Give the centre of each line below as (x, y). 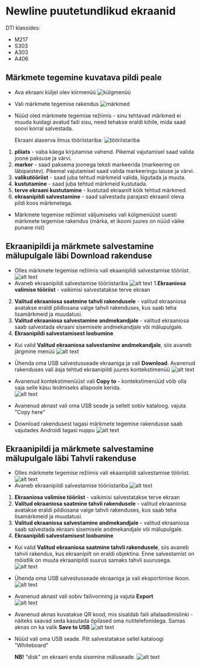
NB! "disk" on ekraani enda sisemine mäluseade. (75, 657)
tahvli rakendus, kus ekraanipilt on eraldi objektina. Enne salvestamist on (104, 554)
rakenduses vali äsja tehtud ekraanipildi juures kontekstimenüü (92, 369)
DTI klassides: (23, 28)
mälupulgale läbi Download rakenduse (79, 256)
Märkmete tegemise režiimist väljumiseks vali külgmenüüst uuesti (95, 215)
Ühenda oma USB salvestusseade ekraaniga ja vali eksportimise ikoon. (102, 578)
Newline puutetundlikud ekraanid (91, 11)
